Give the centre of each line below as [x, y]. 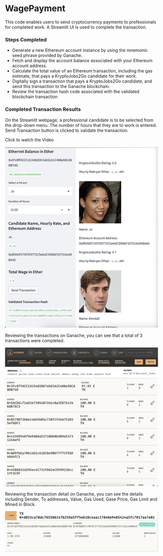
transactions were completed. [35, 341]
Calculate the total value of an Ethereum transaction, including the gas [82, 71]
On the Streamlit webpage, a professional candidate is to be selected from [79, 120]
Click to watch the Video [30, 139]
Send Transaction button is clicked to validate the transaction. [67, 130]
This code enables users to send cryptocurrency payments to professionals [81, 22]
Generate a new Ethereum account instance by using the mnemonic [80, 50]
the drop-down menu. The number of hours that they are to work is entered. [81, 125]
